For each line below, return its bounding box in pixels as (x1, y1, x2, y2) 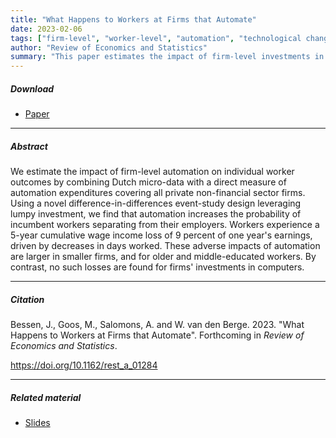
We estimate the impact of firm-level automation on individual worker (10, 166, 295, 178)
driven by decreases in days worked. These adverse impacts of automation (10, 240, 321, 252)
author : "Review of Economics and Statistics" (10, 42, 208, 53)
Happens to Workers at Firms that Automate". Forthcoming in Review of (10, 329, 305, 341)
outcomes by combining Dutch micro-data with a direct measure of (10, 176, 287, 188)
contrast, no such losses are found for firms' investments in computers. (10, 261, 305, 273)
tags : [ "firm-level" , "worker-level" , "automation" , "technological (10, 33, 302, 43)
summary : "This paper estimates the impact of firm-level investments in (10, 52, 325, 62)
